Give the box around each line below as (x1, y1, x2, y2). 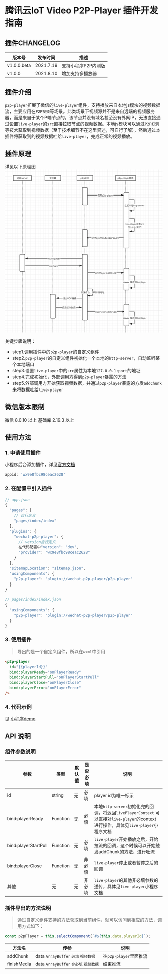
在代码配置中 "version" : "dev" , (18, 545, 79, 550)
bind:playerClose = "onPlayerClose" (9, 680, 81, 685)
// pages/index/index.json (5, 597, 61, 602)
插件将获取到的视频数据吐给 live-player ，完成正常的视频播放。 (5, 133, 135, 139)
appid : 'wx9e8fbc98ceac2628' (5, 472, 66, 477)
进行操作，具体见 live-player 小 (94, 822, 159, 828)
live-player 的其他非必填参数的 (94, 877, 159, 883)
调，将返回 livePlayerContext (94, 809, 154, 815)
